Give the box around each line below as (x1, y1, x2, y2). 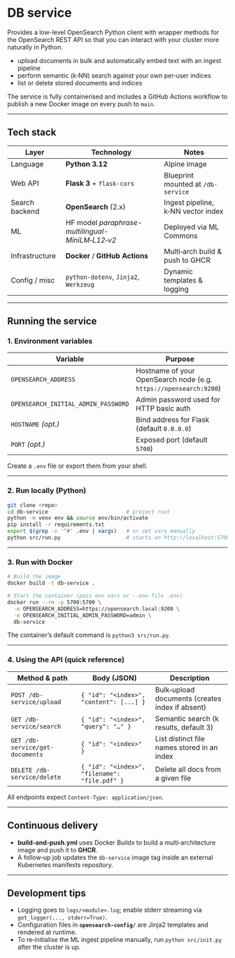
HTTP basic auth (136, 403, 191, 413)
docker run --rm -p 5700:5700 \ (7, 599, 101, 606)
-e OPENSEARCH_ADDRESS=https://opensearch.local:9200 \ (13, 605, 180, 613)
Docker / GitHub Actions (65, 250, 149, 260)
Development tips (7, 887, 86, 899)
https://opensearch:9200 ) (136, 383, 222, 393)
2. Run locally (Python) (7, 486, 87, 496)
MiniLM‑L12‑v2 (65, 235, 117, 245)
